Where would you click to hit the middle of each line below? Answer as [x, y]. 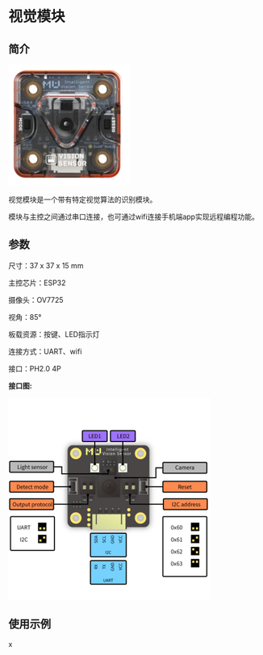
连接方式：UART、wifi [45, 351]
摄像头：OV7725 [36, 300]
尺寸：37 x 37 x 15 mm [46, 265]
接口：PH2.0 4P [35, 368]
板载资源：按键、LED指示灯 [54, 334]
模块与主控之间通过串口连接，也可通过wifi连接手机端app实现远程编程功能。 [134, 216]
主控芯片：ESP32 [37, 283]
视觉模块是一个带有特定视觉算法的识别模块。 [83, 199]
